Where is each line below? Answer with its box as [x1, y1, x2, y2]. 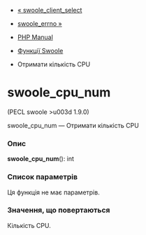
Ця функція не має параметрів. [7, 188, 100, 197]
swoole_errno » [17, 20, 63, 27]
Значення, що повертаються [7, 206, 110, 215]
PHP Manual [17, 33, 54, 41]
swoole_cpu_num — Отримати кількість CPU [7, 121, 140, 129]
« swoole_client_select [17, 6, 82, 14]
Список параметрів [7, 172, 78, 182]
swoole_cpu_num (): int [7, 155, 75, 163]
